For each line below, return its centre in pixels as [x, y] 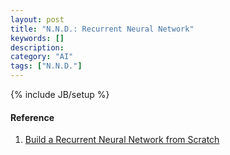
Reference [32, 117]
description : [37, 47]
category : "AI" [42, 57]
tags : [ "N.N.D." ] [46, 66]
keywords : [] [37, 38]
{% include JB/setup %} [60, 94]
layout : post [37, 19]
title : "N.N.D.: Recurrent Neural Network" [102, 29]
